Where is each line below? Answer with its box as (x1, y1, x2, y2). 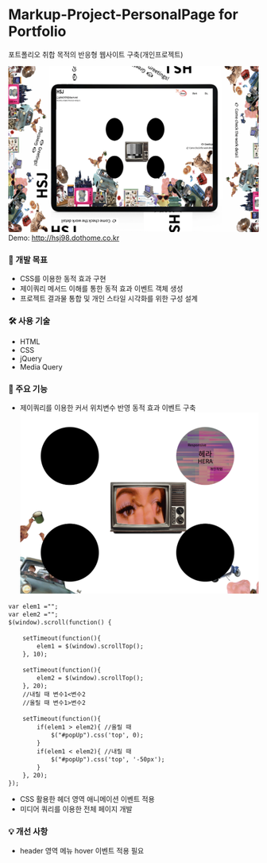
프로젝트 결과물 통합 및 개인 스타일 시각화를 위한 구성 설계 (19, 294, 199, 304)
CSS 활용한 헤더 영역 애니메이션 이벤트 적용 (19, 795, 155, 804)
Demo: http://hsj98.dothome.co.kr (8, 233, 120, 243)
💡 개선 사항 (8, 826, 48, 838)
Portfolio (8, 22, 67, 41)
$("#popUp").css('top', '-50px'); (50, 756, 165, 764)
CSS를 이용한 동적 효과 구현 (19, 274, 106, 284)
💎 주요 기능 (8, 383, 48, 394)
